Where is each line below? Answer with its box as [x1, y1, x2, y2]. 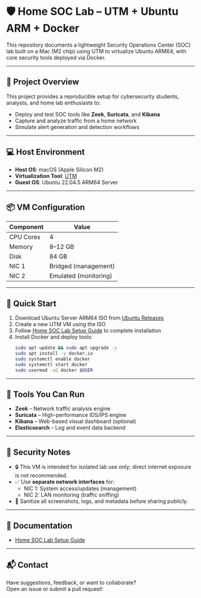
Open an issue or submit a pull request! [6, 585, 103, 592]
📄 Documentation [6, 520, 73, 530]
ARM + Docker [6, 22, 80, 35]
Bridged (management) [49, 262, 115, 271]
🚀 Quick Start [6, 298, 57, 308]
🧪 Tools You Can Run [6, 389, 85, 399]
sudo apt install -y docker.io [14, 351, 93, 357]
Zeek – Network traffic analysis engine [14, 405, 111, 412]
